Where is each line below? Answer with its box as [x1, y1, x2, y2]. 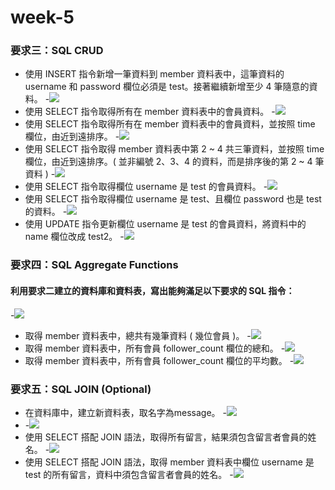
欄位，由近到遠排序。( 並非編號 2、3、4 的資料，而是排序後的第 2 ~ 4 [24, 156, 313, 168]
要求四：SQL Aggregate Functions [10, 258, 179, 272]
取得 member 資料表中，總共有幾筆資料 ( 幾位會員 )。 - [24, 329, 252, 341]
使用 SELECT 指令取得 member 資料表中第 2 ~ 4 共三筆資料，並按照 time [24, 143, 325, 155]
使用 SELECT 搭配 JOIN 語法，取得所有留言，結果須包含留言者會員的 [24, 431, 308, 443]
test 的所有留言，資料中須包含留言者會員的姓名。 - [24, 468, 234, 480]
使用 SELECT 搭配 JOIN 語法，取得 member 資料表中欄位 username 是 [24, 456, 315, 468]
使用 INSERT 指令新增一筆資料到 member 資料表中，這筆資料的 [24, 68, 285, 80]
